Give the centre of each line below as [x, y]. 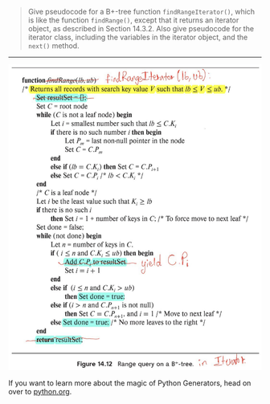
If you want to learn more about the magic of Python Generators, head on [130, 383]
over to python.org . [40, 391]
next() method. [53, 46]
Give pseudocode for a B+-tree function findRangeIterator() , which [141, 12]
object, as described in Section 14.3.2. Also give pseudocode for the [141, 29]
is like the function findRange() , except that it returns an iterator [133, 20]
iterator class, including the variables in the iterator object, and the [138, 37]
